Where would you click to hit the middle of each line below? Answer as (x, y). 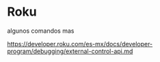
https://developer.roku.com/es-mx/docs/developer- (80, 44)
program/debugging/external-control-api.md (70, 51)
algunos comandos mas (41, 31)
